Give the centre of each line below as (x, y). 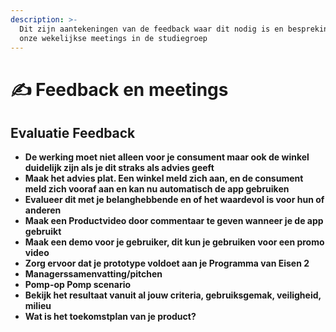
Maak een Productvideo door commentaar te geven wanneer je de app (174, 221)
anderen (43, 210)
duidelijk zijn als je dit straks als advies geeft (119, 168)
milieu (38, 306)
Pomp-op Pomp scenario (78, 285)
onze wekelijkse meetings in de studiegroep (113, 38)
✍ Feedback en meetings (119, 89)
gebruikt (43, 232)
